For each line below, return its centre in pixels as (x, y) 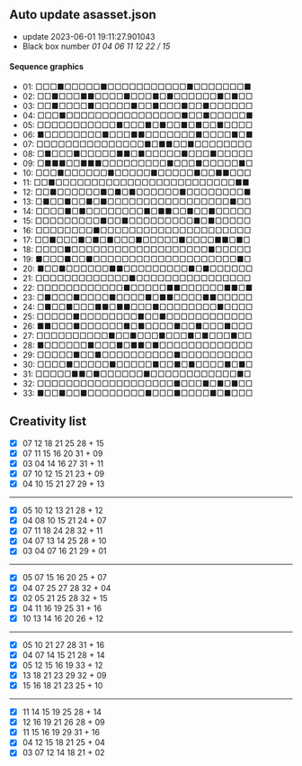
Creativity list (48, 421)
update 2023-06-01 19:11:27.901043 (89, 36)
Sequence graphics (46, 67)
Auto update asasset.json (83, 15)
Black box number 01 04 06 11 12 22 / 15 (96, 46)
